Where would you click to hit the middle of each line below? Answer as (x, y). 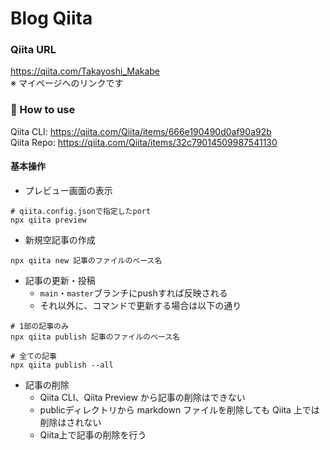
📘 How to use (43, 110)
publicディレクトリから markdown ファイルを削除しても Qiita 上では (179, 409)
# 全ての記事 (33, 356)
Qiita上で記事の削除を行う (93, 434)
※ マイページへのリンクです (67, 83)
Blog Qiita (51, 18)
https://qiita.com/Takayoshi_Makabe (85, 71)
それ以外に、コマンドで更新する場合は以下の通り (140, 305)
